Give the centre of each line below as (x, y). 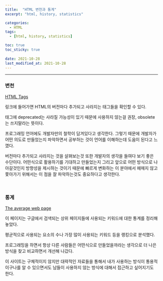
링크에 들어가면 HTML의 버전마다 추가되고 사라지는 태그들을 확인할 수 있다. (76, 106)
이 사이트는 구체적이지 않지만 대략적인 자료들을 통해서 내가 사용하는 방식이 (75, 261)
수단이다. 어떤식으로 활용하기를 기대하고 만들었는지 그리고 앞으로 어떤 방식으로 (79, 162)
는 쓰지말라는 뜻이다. (24, 123)
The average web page (28, 208)
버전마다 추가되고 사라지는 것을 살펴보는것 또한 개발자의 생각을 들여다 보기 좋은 (80, 156)
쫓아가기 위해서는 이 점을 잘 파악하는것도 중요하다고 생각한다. (63, 174)
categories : (17, 23)
